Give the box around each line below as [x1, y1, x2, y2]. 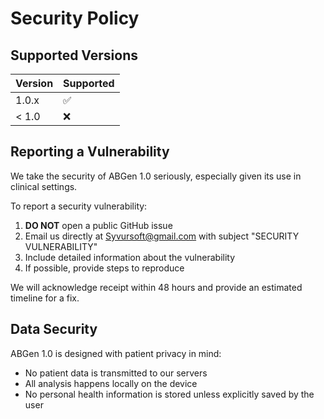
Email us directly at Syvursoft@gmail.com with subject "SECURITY [24, 230, 300, 242]
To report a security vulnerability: [10, 200, 148, 212]
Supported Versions [10, 47, 138, 64]
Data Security [10, 321, 98, 338]
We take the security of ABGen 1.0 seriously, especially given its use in [10, 170, 302, 182]
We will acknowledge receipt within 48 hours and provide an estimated [10, 281, 303, 293]
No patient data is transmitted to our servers [24, 367, 208, 379]
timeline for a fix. [10, 292, 80, 304]
